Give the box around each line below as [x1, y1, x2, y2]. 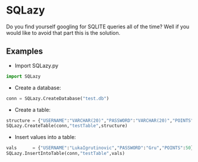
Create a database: [14, 84, 61, 91]
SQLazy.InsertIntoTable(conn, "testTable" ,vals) [6, 151, 126, 157]
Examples [6, 47, 43, 57]
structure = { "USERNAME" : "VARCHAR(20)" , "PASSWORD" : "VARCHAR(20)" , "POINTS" [6, 117, 194, 124]
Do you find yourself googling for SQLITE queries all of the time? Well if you [6, 23, 190, 30]
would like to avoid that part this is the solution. [6, 29, 121, 36]
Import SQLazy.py [14, 62, 59, 69]
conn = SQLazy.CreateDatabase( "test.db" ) [6, 95, 110, 101]
